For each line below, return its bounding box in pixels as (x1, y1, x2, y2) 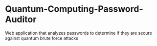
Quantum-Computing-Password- (5, 3, 143, 15)
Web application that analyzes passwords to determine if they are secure (5, 30, 153, 36)
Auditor (5, 14, 37, 25)
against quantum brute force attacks (5, 35, 78, 41)
